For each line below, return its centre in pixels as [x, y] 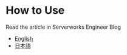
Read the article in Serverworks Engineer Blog [63, 27]
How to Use [35, 10]
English [24, 38]
